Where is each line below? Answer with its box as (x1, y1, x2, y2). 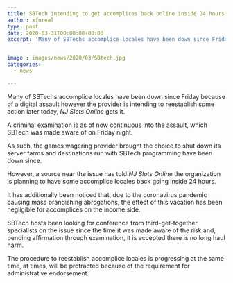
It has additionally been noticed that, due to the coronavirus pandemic (7, 190, 207, 198)
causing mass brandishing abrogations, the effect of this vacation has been (7, 198, 223, 206)
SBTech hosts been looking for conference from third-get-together (7, 218, 198, 227)
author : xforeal (7, 17, 54, 24)
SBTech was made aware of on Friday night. (7, 128, 133, 136)
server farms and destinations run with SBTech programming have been (7, 148, 213, 157)
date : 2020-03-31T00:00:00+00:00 (7, 29, 104, 37)
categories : (7, 61, 42, 68)
